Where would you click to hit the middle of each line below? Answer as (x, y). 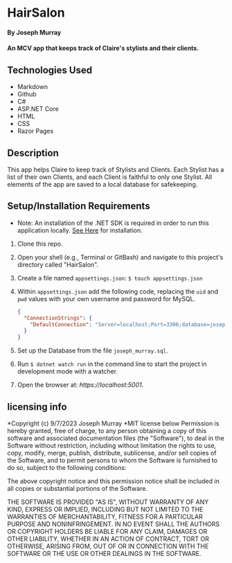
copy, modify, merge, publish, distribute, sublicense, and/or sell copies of (112, 453)
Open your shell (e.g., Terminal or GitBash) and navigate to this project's (120, 257)
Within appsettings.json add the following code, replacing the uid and (117, 291)
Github (27, 94)
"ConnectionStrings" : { (58, 318)
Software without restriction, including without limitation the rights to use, (112, 445)
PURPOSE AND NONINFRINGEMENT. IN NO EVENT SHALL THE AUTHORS (114, 524)
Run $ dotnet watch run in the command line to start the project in (112, 364)
